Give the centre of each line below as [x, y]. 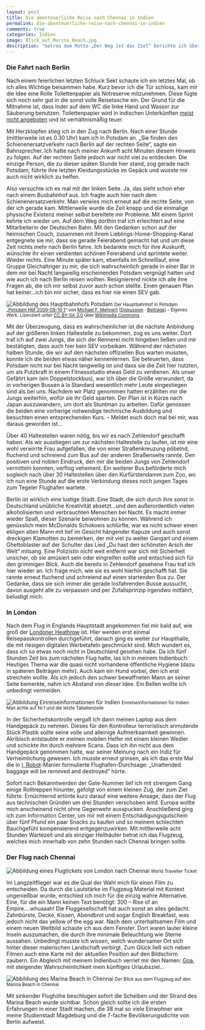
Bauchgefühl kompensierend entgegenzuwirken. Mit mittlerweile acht [94, 829]
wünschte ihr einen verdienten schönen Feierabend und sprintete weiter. [98, 253]
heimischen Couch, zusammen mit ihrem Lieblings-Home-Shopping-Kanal [100, 234]
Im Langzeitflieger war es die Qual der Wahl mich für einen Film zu [90, 882]
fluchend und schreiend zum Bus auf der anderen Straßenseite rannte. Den [101, 455]
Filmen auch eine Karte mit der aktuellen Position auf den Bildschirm [92, 954]
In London [21, 613]
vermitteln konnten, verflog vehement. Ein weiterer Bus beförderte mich [96, 468]
